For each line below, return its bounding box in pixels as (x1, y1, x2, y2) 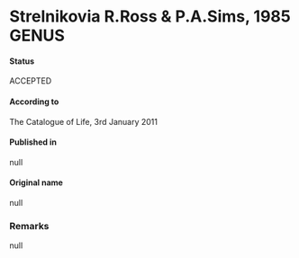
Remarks (9, 219, 50, 232)
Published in (9, 137, 57, 147)
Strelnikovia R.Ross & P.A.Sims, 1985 (9, 6, 291, 27)
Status (9, 56, 35, 67)
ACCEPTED (9, 76, 52, 86)
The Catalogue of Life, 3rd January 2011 (9, 116, 158, 127)
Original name (9, 177, 63, 188)
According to (9, 96, 59, 107)
